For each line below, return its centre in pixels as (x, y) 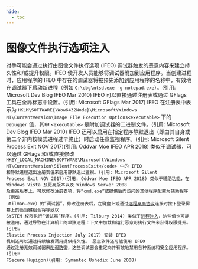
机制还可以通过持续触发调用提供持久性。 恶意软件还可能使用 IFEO (76, 242)
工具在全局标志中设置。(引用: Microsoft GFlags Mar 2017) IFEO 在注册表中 (96, 102)
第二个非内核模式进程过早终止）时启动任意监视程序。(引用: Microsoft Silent (98, 139)
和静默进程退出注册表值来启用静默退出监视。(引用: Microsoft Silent (82, 173)
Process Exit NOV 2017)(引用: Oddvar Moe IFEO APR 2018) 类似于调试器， (97, 147)
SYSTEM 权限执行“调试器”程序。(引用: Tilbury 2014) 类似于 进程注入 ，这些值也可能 (98, 216)
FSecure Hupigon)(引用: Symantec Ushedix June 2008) (72, 260)
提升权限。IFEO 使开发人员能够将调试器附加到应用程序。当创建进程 (110, 73)
